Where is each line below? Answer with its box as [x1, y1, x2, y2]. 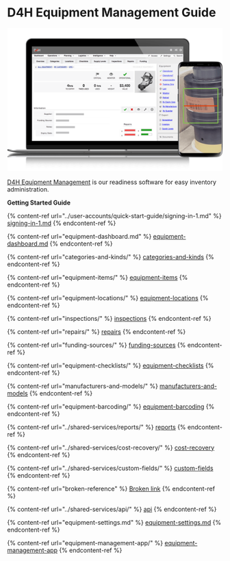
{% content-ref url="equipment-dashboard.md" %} [7, 232, 152, 240]
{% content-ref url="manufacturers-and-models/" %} [7, 382, 159, 390]
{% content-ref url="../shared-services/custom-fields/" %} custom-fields [7, 464, 214, 472]
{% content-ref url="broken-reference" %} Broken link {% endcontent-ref [7, 484, 216, 493]
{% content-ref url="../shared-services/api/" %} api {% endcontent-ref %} [7, 505, 217, 513]
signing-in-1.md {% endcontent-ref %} [7, 219, 116, 227]
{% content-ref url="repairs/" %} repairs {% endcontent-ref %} [7, 327, 186, 336]
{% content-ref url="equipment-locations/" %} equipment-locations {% [7, 293, 209, 302]
